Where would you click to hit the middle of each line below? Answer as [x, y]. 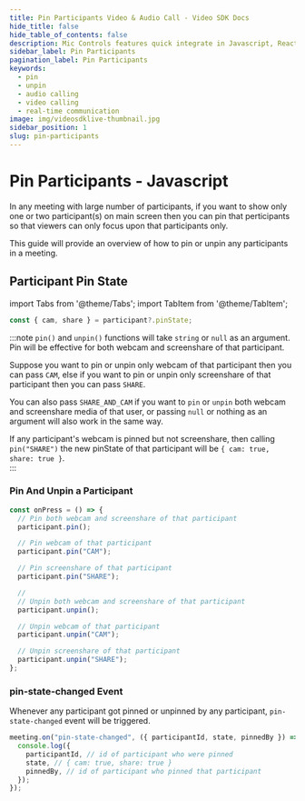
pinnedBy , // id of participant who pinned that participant [143, 771]
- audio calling [48, 94]
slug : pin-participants [54, 136]
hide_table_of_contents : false [69, 35]
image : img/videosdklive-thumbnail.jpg [85, 119]
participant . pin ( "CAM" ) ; [64, 552]
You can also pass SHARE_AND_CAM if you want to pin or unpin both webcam [148, 402]
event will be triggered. [108, 721]
